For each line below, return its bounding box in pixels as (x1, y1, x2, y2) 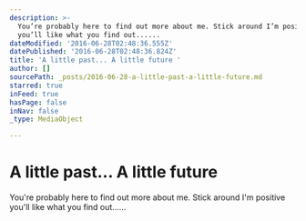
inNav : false (9, 106, 59, 116)
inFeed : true (9, 89, 59, 98)
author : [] (9, 65, 51, 74)
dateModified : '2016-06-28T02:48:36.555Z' (9, 38, 173, 48)
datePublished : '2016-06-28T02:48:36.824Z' (9, 47, 178, 56)
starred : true (9, 81, 64, 90)
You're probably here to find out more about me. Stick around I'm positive (9, 192, 286, 203)
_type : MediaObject (9, 115, 84, 124)
